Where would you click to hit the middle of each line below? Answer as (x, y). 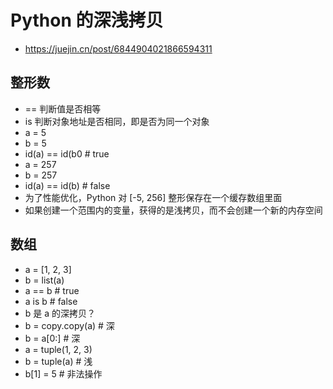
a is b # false (51, 301)
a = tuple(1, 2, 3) (58, 349)
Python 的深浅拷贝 (87, 20)
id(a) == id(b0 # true (67, 153)
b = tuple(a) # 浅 (58, 361)
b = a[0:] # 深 (52, 338)
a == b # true (52, 290)
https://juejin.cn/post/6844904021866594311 (118, 48)
